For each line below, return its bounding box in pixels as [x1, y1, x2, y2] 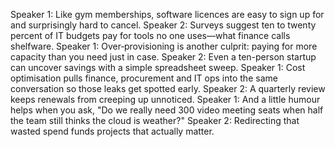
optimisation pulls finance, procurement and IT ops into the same [10, 72, 278, 84]
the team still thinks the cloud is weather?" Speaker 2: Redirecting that [10, 115, 300, 126]
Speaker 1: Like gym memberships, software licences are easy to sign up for [10, 9, 325, 20]
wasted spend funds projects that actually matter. [10, 125, 215, 137]
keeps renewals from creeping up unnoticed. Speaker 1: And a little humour [10, 94, 321, 105]
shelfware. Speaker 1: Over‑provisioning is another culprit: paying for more [10, 40, 318, 52]
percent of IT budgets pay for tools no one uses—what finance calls [10, 30, 291, 41]
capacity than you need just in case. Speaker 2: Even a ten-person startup [10, 51, 317, 63]
